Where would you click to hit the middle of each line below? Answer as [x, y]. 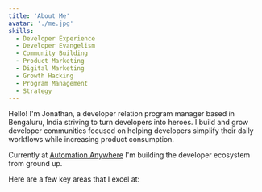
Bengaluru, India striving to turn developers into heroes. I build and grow [129, 123]
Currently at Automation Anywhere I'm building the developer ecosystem [129, 155]
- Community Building [52, 53]
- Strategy [34, 91]
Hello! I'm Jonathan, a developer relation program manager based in [122, 114]
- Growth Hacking [45, 76]
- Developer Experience [55, 38]
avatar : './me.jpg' [41, 23]
